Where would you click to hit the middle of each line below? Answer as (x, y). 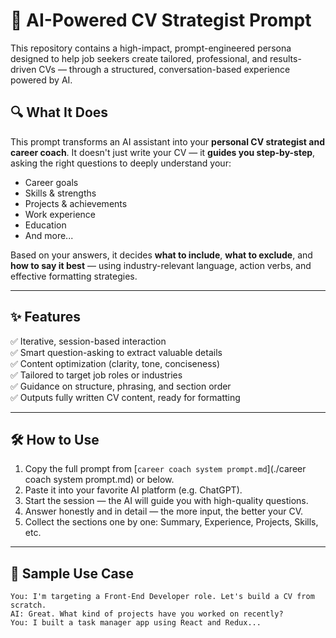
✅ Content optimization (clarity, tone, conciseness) (115, 363)
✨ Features (45, 317)
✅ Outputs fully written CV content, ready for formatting (125, 397)
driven (23, 69)
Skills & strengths (60, 193)
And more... (49, 235)
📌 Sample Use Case (72, 573)
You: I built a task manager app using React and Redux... (136, 623)
